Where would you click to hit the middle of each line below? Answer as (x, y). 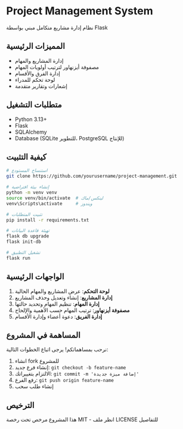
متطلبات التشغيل (34, 105)
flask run (18, 258)
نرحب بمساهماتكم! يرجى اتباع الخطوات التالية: (57, 350)
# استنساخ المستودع (27, 171)
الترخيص (20, 405)
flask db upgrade (28, 236)
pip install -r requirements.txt (48, 220)
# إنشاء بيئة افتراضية (28, 187)
